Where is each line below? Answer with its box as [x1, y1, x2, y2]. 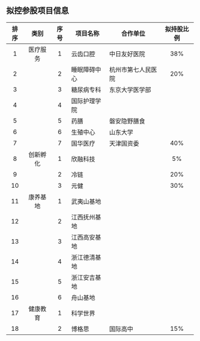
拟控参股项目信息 [6, 5, 69, 16]
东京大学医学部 [109, 85, 151, 94]
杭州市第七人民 [109, 65, 151, 73]
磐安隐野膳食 [109, 117, 145, 125]
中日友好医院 [109, 49, 145, 58]
